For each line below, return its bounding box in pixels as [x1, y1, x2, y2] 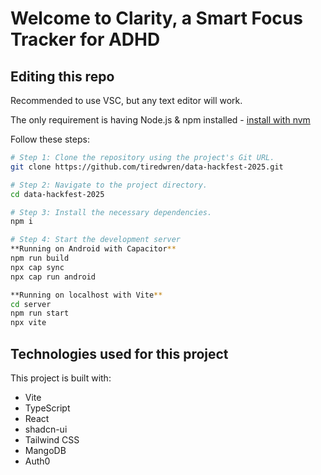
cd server [10, 299, 52, 309]
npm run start [10, 308, 70, 319]
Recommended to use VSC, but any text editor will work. [10, 95, 243, 106]
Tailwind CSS [24, 433, 80, 446]
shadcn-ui [24, 423, 68, 435]
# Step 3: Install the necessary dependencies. [10, 207, 213, 217]
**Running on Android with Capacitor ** [10, 244, 177, 254]
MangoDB [24, 444, 67, 456]
